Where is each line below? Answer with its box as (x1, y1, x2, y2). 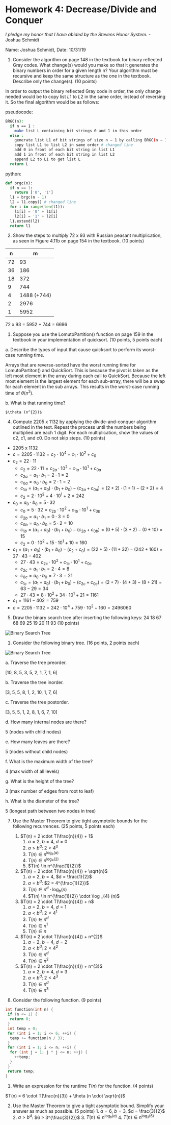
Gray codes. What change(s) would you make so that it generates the (12, 62, 159, 68)
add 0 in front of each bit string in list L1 (14, 147, 115, 153)
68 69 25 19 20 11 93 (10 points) (12, 620, 80, 626)
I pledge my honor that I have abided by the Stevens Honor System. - (5, 31, 151, 37)
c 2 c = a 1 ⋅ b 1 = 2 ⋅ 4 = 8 (20, 566, 70, 573)
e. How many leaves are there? (5, 739, 70, 745)
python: (5, 170, 21, 177)
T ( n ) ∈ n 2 (27, 957, 49, 964)
